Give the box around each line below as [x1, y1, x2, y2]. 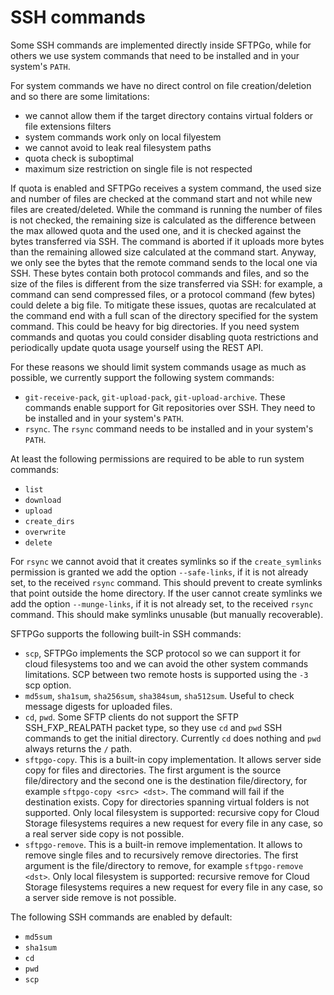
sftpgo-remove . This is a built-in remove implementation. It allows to [24, 838, 303, 850]
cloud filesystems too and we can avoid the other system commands [24, 657, 309, 670]
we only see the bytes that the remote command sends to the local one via [10, 256, 318, 268]
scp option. [24, 679, 72, 691]
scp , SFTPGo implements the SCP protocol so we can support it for [24, 647, 301, 659]
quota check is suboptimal [24, 152, 134, 164]
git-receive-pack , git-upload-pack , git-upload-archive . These [24, 391, 286, 403]
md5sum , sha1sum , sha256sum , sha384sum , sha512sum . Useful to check [24, 689, 295, 701]
